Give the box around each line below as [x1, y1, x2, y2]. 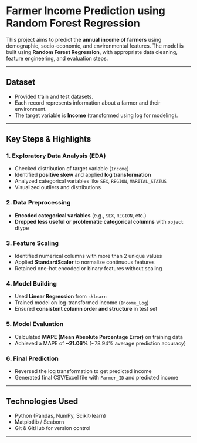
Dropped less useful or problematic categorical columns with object [14, 218, 184, 225]
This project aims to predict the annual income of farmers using [6, 36, 162, 43]
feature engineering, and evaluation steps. [6, 55, 108, 62]
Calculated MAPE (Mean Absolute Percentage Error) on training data [14, 333, 184, 340]
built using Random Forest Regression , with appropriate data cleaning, [6, 48, 178, 55]
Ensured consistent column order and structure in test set [14, 306, 157, 313]
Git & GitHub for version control [14, 424, 91, 431]
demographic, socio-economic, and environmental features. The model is [6, 42, 184, 49]
